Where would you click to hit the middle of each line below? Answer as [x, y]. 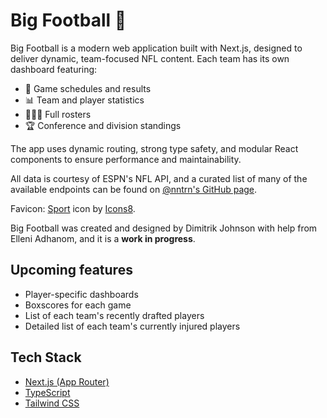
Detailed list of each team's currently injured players [132, 326]
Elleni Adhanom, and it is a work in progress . [103, 238]
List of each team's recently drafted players [114, 315]
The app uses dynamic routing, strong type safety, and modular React [154, 148]
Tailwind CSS [52, 403]
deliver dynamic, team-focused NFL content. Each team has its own [150, 58]
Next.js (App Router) [67, 381]
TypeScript [47, 392]
